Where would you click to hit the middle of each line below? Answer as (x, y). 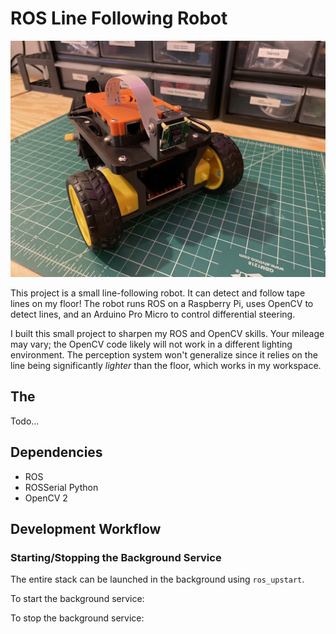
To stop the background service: (77, 618)
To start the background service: (77, 599)
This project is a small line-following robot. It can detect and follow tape (158, 293)
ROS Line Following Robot (119, 18)
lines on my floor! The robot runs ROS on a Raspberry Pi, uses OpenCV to (162, 303)
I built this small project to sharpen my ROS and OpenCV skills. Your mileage (167, 333)
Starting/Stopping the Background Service (116, 557)
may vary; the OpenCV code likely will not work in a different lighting (151, 344)
